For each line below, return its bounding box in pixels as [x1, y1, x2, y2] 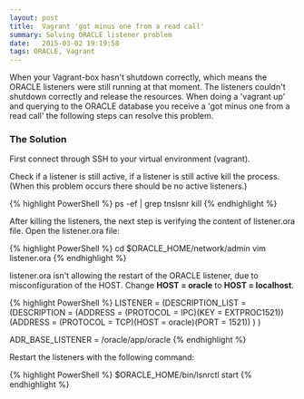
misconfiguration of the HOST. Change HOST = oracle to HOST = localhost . [9, 280, 295, 291]
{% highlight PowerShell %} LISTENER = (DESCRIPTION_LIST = [9, 297, 247, 308]
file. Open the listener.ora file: [9, 226, 120, 237]
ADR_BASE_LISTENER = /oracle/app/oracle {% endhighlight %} [9, 335, 247, 345]
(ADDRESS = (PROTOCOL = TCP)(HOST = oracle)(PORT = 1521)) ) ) [9, 316, 261, 327]
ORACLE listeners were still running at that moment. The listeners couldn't [9, 82, 286, 92]
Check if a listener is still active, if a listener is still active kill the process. [9, 171, 280, 182]
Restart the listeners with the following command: [9, 352, 195, 363]
